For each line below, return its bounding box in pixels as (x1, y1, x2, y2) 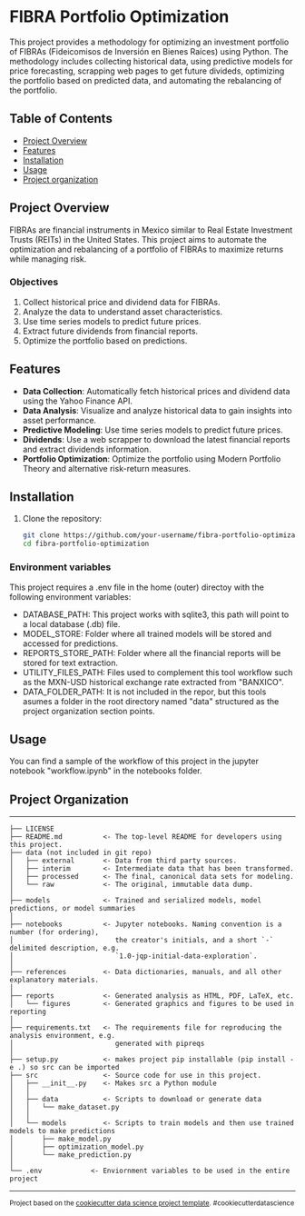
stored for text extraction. (22, 657, 118, 668)
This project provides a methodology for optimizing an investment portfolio (9, 36, 290, 47)
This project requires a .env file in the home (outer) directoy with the (9, 582, 265, 593)
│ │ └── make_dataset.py (9, 1102, 120, 1112)
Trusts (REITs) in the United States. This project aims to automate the (9, 234, 268, 244)
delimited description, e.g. (9, 943, 120, 953)
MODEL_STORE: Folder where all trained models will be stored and (22, 628, 272, 639)
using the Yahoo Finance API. (22, 395, 133, 406)
